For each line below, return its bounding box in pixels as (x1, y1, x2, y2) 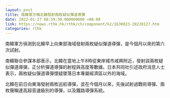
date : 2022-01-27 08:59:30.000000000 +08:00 (5, 17, 101, 22)
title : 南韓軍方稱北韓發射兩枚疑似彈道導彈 (5, 12, 86, 17)
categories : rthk (5, 26, 42, 31)
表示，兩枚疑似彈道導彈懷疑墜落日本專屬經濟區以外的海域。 (5, 70, 130, 76)
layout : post (5, 7, 33, 13)
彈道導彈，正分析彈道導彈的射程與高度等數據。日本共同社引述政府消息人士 (9, 64, 165, 70)
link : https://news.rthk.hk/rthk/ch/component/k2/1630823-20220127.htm (5, 21, 159, 27)
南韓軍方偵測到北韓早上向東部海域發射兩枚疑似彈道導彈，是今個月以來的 (5, 41, 156, 47)
